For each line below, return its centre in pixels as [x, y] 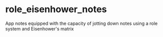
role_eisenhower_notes [56, 9]
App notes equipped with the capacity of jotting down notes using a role [81, 23]
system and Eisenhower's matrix [40, 28]
